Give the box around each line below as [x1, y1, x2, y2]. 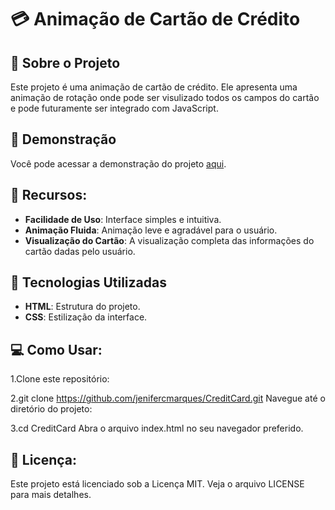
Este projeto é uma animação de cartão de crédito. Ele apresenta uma [10, 81, 298, 93]
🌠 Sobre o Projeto [10, 54, 121, 71]
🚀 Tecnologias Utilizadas [10, 274, 167, 291]
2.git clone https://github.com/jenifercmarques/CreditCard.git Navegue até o [10, 392, 326, 405]
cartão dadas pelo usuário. [24, 245, 136, 257]
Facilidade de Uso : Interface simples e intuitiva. [24, 213, 222, 225]
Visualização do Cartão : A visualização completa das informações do [24, 234, 315, 246]
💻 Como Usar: [10, 341, 103, 358]
